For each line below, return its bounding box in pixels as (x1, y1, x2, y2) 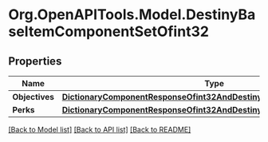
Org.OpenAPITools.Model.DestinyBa (8, 6, 256, 24)
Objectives (12, 92, 54, 102)
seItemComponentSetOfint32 (8, 22, 210, 41)
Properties (8, 54, 62, 68)
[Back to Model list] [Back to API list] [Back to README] (8, 125, 191, 134)
